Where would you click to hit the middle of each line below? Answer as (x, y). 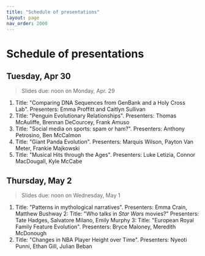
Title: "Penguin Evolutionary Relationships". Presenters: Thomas (96, 116)
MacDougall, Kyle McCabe (49, 161)
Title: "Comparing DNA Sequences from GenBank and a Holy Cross (100, 103)
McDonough (31, 233)
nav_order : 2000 (27, 23)
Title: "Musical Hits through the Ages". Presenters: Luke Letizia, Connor (105, 155)
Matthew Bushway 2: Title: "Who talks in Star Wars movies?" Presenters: (107, 214)
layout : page (23, 18)
